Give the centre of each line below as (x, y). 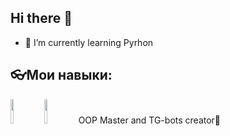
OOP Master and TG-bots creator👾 (150, 120)
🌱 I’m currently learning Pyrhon (89, 42)
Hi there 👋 (41, 18)
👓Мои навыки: (61, 75)
